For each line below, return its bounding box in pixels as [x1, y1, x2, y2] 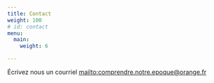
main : [13, 36, 30, 43]
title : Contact [7, 10, 52, 17]
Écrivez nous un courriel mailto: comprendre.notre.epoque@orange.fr [7, 68, 207, 76]
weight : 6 [20, 43, 49, 50]
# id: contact [7, 23, 49, 30]
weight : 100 [7, 17, 42, 24]
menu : [7, 29, 23, 37]
